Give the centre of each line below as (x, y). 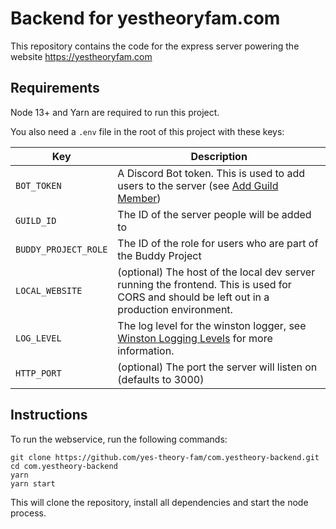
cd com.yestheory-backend (64, 466)
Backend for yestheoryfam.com (145, 18)
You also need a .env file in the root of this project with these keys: (147, 131)
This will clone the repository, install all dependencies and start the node (159, 502)
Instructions (49, 415)
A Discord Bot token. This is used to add (211, 173)
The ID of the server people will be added (214, 214)
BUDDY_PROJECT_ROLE (61, 249)
